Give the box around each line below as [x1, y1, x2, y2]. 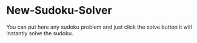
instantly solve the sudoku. [6, 29, 74, 36]
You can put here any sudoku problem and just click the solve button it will [6, 23, 192, 30]
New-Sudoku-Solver [6, 4, 112, 17]
